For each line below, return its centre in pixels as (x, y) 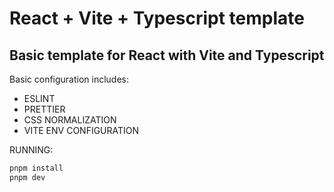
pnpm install (36, 168)
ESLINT (39, 98)
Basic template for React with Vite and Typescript (167, 55)
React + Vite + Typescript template (157, 18)
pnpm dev (27, 177)
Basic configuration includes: (69, 79)
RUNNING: (31, 150)
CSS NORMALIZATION (70, 120)
